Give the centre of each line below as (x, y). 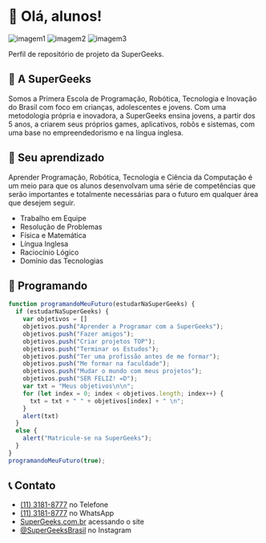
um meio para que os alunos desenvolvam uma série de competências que (132, 185)
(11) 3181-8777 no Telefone (64, 505)
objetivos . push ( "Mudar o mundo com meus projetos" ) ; (113, 372)
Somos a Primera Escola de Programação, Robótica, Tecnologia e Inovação (133, 99)
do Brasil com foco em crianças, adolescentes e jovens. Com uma (117, 107)
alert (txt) (41, 416)
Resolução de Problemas (61, 227)
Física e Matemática (53, 235)
